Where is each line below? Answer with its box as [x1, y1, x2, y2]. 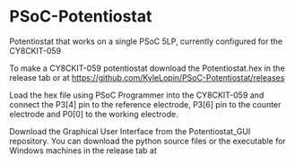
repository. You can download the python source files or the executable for [9, 135, 287, 146]
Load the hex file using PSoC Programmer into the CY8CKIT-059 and [9, 90, 265, 100]
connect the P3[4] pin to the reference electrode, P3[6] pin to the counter [9, 99, 282, 109]
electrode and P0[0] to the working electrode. [9, 108, 178, 119]
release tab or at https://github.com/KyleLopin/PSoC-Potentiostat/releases [9, 72, 285, 82]
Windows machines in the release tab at [9, 145, 157, 156]
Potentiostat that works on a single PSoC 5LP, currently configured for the [9, 36, 283, 47]
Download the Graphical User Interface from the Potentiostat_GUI [9, 125, 251, 136]
